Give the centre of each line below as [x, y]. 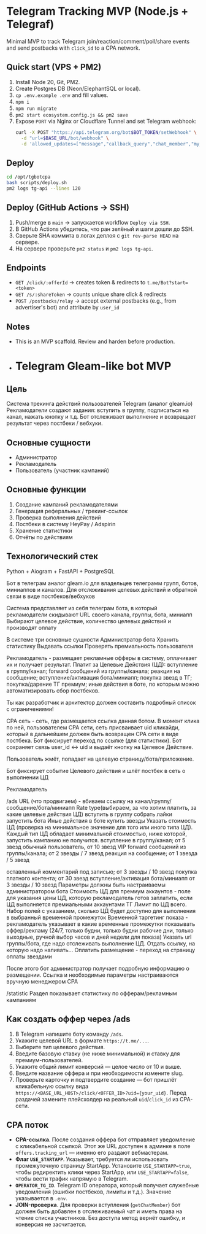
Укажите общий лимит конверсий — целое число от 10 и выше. [98, 1066]
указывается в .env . [41, 1198]
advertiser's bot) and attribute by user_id [67, 308]
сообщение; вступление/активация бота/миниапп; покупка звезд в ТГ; [99, 677]
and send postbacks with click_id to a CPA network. [73, 48]
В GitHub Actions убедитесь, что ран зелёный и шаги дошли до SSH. [105, 229]
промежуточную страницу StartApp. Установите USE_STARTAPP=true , [103, 1166]
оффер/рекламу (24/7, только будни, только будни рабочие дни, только [100, 930]
